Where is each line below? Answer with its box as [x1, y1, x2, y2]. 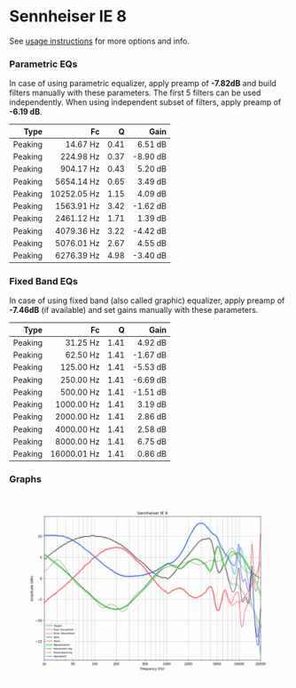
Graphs [9, 473, 42, 485]
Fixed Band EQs [9, 275, 78, 287]
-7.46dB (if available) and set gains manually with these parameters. [9, 305, 259, 316]
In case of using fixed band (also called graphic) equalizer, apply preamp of [9, 295, 285, 306]
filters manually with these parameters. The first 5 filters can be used [9, 87, 261, 99]
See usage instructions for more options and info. [9, 36, 191, 46]
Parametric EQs [9, 58, 78, 70]
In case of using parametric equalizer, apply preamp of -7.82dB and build [9, 78, 277, 89]
